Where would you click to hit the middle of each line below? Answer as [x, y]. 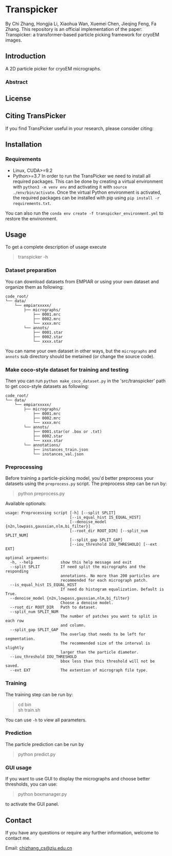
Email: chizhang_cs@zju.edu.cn [39, 848]
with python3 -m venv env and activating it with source [70, 187]
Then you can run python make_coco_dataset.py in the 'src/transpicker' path [85, 381]
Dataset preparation [31, 270]
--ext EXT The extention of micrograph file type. [79, 671]
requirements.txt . [32, 203]
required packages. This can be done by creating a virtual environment [88, 181]
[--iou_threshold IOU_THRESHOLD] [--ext [113, 545]
